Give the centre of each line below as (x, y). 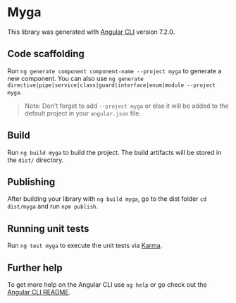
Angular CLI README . (39, 292)
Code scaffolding (46, 54)
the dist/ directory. (36, 160)
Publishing (31, 181)
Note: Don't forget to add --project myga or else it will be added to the (126, 106)
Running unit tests (48, 229)
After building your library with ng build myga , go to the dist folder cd (107, 199)
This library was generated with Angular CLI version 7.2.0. (91, 32)
